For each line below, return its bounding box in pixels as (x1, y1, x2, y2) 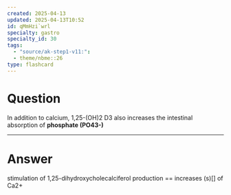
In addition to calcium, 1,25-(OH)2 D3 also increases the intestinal (7, 113, 193, 122)
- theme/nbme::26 (13, 55, 63, 62)
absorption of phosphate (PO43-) (7, 121, 104, 129)
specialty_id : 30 (7, 36, 57, 43)
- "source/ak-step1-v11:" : (13, 49, 91, 56)
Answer (7, 151, 53, 167)
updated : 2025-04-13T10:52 (7, 16, 85, 23)
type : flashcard (7, 61, 54, 68)
